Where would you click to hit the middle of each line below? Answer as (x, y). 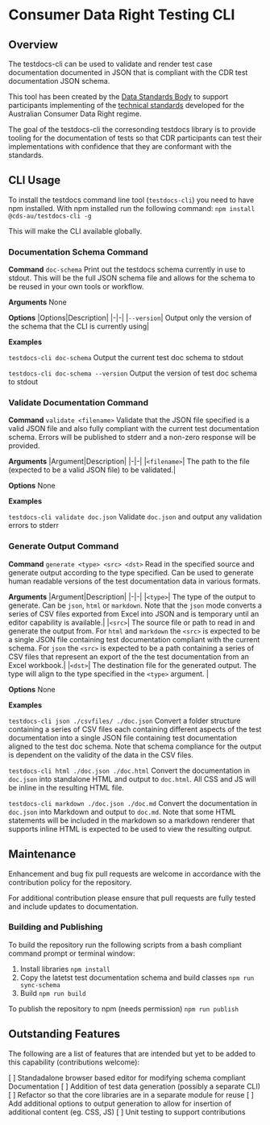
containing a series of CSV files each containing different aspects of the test (135, 729)
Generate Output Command (64, 546)
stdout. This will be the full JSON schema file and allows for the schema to (132, 278)
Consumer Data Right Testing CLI (122, 15)
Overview (33, 45)
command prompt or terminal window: (72, 953)
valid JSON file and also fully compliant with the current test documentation (134, 429)
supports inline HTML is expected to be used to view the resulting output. (130, 828)
